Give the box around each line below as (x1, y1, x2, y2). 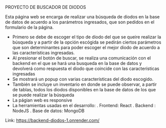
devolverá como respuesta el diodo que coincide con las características (12, 65, 160, 71)
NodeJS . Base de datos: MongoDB (12, 108, 85, 114)
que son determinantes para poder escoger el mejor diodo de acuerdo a (12, 45, 160, 50)
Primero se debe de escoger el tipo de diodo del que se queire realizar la (12, 34, 162, 40)
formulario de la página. (5, 24, 54, 30)
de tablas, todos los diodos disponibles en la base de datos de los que (12, 87, 156, 92)
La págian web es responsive (12, 97, 72, 103)
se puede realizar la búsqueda (12, 92, 74, 98)
